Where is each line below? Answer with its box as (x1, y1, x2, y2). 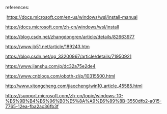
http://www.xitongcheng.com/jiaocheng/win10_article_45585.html (5, 83, 143, 89)
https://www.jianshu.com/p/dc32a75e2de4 (5, 63, 96, 69)
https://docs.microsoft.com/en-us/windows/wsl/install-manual (6, 14, 138, 20)
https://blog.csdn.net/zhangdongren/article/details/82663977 (5, 34, 135, 40)
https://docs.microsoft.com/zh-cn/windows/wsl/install (5, 24, 119, 30)
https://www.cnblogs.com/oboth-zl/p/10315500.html (5, 73, 116, 79)
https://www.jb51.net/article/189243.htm (5, 44, 90, 50)
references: (5, 5, 30, 10)
